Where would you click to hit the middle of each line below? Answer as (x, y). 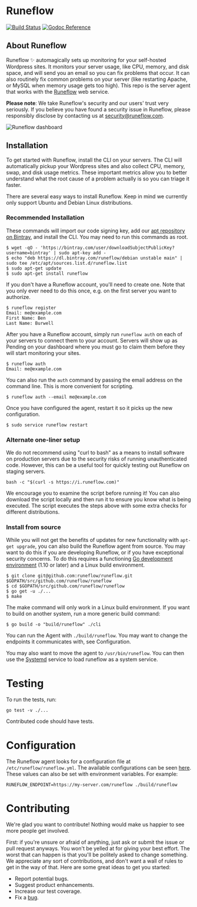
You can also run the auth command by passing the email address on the (94, 380)
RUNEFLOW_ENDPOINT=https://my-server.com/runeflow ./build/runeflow (92, 785)
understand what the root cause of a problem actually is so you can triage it (98, 179)
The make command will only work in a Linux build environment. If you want (98, 607)
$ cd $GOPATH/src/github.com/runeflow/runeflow (66, 586)
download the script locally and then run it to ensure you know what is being (98, 499)
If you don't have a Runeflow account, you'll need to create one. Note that (96, 284)
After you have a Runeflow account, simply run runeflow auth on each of (94, 334)
